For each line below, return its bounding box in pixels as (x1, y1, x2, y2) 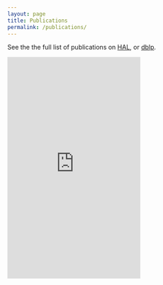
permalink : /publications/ (7, 23, 87, 30)
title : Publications (7, 17, 69, 24)
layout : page (7, 10, 46, 18)
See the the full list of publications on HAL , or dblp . (7, 43, 157, 52)
